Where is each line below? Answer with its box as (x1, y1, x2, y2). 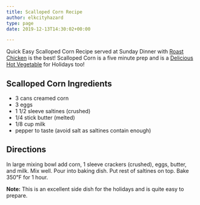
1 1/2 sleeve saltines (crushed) (15, 108, 91, 115)
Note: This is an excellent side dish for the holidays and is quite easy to (6, 185, 184, 192)
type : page (6, 20, 34, 26)
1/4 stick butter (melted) (15, 114, 76, 122)
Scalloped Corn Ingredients (6, 78, 112, 89)
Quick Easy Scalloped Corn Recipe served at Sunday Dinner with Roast (6, 48, 184, 55)
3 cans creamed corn (15, 95, 69, 102)
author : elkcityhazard (6, 15, 64, 21)
